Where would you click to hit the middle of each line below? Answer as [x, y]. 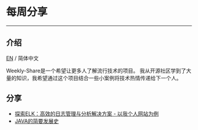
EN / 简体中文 [22, 58]
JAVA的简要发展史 [37, 121]
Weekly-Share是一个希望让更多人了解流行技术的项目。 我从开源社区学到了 [96, 71]
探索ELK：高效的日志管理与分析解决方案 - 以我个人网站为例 [87, 114]
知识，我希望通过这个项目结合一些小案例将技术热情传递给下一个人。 [99, 78]
